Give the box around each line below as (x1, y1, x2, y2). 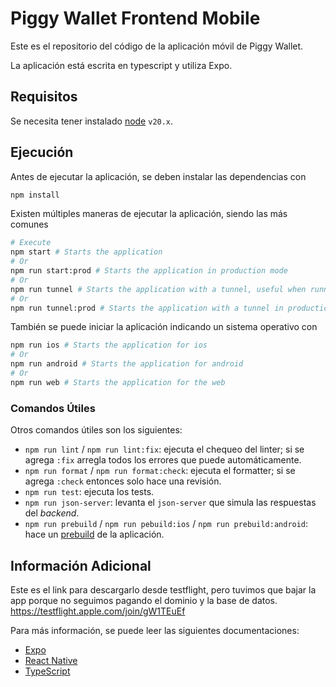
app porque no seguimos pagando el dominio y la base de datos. (10, 594, 278, 606)
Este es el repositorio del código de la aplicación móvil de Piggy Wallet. (10, 40, 304, 52)
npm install (10, 190, 60, 200)
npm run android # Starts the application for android (10, 359, 244, 369)
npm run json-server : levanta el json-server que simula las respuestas (24, 497, 317, 509)
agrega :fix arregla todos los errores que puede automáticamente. (24, 454, 302, 466)
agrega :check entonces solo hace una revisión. (24, 475, 222, 487)
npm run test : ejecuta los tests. (24, 486, 155, 498)
